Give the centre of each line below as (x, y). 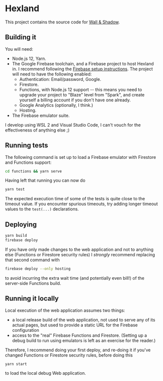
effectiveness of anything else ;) (37, 130)
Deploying (21, 224)
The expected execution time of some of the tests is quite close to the (75, 199)
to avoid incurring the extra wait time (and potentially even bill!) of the (75, 278)
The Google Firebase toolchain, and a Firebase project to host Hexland (83, 63)
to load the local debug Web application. (45, 373)
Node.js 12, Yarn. (29, 58)
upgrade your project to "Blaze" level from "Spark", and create (82, 95)
